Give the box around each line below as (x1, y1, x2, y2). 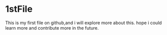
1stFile (5, 3, 33, 15)
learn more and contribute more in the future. (5, 25, 99, 31)
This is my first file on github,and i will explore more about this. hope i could (5, 20, 162, 26)
